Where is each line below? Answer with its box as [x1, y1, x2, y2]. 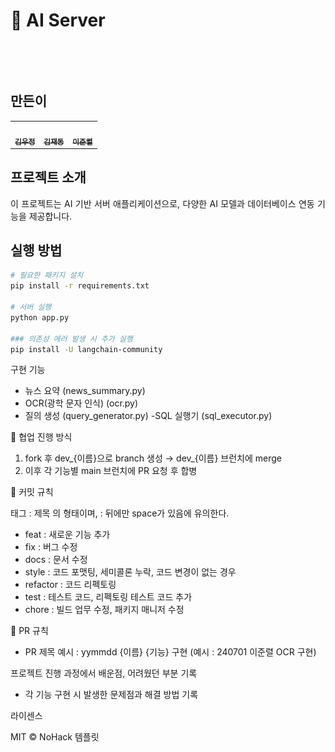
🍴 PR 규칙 [10, 625, 49, 637]
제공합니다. [28, 210, 73, 222]
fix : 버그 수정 [24, 541, 78, 553]
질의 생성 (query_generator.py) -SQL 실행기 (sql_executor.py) [24, 410, 273, 422]
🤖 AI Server [10, 9, 106, 32]
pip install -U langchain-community [10, 344, 163, 354]
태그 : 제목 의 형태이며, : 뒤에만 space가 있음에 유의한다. [10, 507, 230, 519]
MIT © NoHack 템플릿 [10, 731, 100, 743]
